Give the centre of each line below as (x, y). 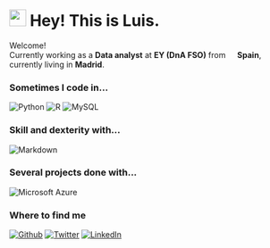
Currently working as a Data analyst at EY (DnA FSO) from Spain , (135, 54)
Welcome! (28, 45)
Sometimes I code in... (59, 87)
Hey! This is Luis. (95, 21)
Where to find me (48, 215)
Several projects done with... (73, 172)
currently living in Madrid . (57, 64)
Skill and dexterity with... (65, 130)
